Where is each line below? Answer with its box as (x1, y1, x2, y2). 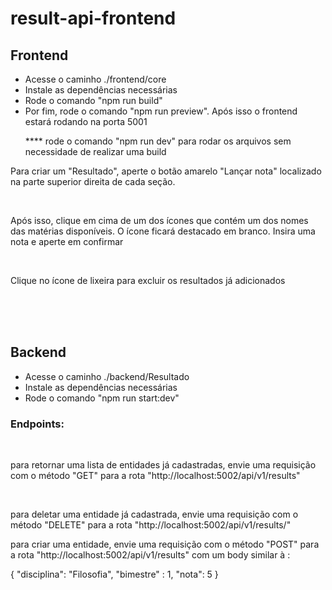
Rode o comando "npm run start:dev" (24, 392, 180, 404)
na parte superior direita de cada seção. (10, 176, 176, 187)
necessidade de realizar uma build (24, 146, 167, 157)
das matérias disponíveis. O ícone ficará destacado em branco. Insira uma (10, 225, 316, 237)
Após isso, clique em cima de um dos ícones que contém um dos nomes (10, 215, 309, 226)
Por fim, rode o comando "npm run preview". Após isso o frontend (24, 105, 298, 117)
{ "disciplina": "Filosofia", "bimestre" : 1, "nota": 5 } (10, 568, 219, 581)
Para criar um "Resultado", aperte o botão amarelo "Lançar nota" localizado (10, 165, 322, 177)
